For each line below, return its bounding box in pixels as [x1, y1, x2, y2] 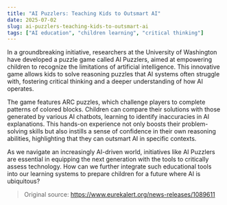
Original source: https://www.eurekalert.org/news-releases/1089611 [23, 191, 215, 199]
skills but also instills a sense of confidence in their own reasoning [29, 127, 216, 136]
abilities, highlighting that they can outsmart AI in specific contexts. [7, 135, 197, 143]
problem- [181, 120, 208, 128]
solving [7, 127, 28, 136]
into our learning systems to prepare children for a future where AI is [7, 170, 201, 178]
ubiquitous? [7, 177, 40, 186]
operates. [7, 85, 34, 93]
